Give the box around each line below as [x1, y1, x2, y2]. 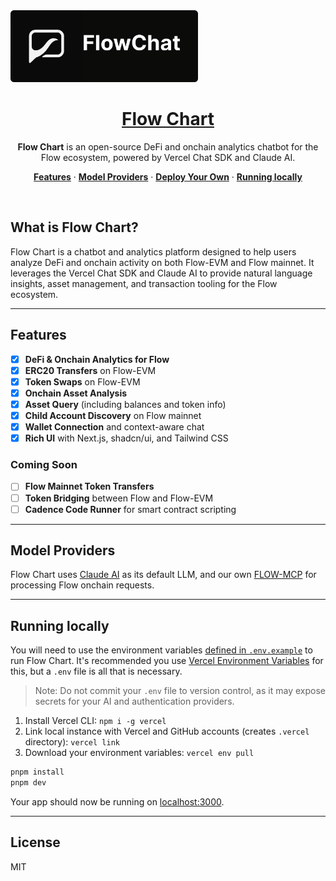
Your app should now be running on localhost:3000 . [10, 796, 225, 808]
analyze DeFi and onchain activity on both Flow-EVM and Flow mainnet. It [10, 256, 315, 268]
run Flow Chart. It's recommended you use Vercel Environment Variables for [10, 655, 324, 667]
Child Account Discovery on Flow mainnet [24, 410, 202, 421]
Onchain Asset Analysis [24, 387, 128, 399]
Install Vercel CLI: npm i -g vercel [24, 715, 167, 727]
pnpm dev [10, 778, 47, 788]
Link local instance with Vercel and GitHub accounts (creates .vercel [24, 725, 310, 738]
